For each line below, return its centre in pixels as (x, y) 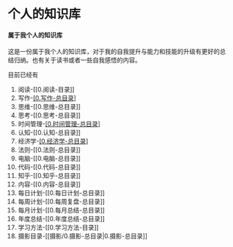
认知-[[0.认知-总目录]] (49, 132)
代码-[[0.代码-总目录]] (49, 167)
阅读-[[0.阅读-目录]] (46, 90)
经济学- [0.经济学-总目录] (53, 141)
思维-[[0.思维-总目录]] (49, 107)
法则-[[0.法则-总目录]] (49, 150)
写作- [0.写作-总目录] (47, 98)
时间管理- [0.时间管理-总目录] (59, 124)
